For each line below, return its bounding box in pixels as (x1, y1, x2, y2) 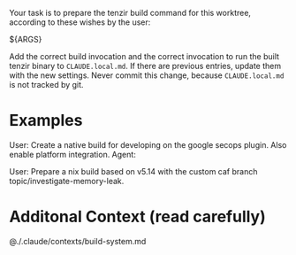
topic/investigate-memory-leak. (9, 175, 125, 186)
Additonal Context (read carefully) (9, 207, 267, 227)
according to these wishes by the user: (9, 17, 151, 27)
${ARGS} (9, 35, 42, 44)
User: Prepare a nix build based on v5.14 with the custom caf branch (9, 166, 258, 176)
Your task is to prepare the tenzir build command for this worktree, (9, 8, 252, 18)
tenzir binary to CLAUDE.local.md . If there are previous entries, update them (9, 61, 281, 71)
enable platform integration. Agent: (9, 149, 137, 159)
